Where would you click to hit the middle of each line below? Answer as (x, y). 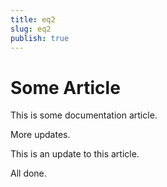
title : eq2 (33, 19)
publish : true (40, 38)
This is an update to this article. (75, 154)
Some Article (65, 87)
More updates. (40, 135)
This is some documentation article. (84, 115)
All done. (28, 173)
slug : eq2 (31, 29)
